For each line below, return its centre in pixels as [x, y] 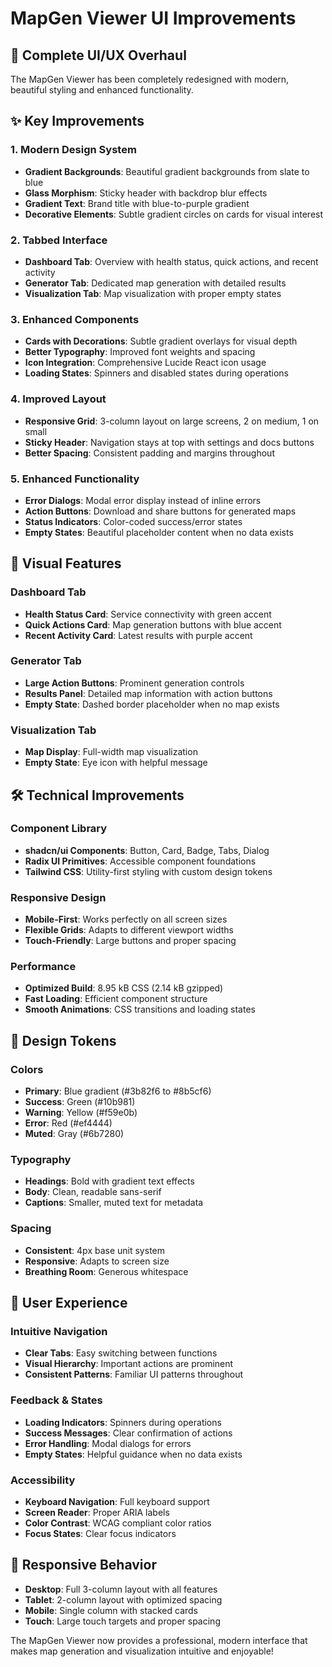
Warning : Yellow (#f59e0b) [81, 1113]
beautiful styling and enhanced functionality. [102, 90]
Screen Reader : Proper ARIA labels [97, 1512]
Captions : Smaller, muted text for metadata [114, 1203]
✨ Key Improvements [77, 121]
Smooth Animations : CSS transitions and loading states [140, 1009]
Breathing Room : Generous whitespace [106, 1271]
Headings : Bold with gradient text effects [109, 1181]
